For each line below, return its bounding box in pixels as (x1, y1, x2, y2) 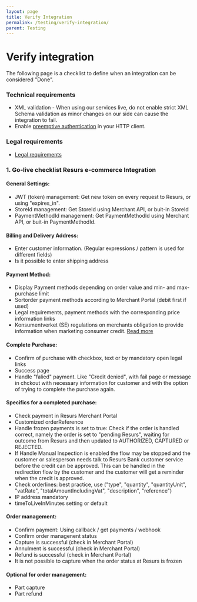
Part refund (14, 590, 43, 597)
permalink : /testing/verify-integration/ (6, 19, 109, 25)
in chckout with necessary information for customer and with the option (14, 379, 188, 386)
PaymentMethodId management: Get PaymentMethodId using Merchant (14, 212, 189, 219)
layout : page (6, 8, 38, 15)
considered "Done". (6, 76, 54, 83)
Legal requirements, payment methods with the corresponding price (14, 309, 181, 316)
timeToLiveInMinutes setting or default (14, 500, 108, 507)
